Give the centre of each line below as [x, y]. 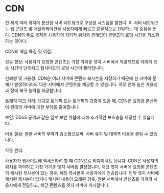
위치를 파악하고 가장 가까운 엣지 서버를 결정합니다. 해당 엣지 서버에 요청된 [75, 167]
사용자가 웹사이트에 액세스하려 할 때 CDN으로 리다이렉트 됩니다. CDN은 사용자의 [82, 161]
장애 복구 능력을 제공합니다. [36, 90]
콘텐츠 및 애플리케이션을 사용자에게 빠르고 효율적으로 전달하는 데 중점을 [83, 29]
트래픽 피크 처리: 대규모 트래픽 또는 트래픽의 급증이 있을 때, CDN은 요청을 [75, 101]
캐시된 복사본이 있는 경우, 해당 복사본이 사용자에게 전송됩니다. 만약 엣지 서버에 [84, 173]
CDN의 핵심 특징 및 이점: [29, 51]
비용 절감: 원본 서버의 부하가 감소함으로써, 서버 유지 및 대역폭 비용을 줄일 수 [77, 134]
